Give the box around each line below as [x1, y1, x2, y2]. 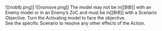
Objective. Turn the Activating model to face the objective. [5, 15, 126, 20]
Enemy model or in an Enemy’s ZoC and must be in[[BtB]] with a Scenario [5, 9, 157, 15]
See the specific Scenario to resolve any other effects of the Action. [5, 20, 145, 26]
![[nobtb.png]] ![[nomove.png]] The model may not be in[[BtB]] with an [5, 4, 151, 10]
